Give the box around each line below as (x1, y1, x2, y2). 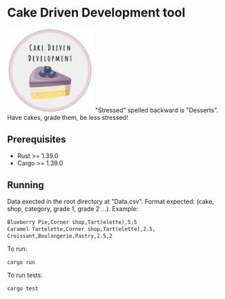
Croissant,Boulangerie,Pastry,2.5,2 (7, 233, 112, 240)
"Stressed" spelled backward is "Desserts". (95, 106, 219, 114)
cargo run (7, 259, 36, 266)
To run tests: (7, 271, 43, 280)
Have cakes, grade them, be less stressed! (7, 114, 128, 122)
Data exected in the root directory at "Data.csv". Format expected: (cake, (7, 198, 215, 206)
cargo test (7, 285, 39, 292)
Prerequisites (7, 133, 66, 145)
